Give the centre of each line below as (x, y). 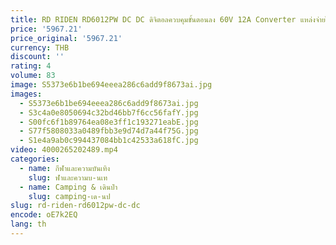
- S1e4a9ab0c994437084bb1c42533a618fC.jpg (109, 141)
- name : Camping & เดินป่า (68, 187)
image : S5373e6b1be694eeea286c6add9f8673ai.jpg (111, 85)
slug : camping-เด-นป (69, 196)
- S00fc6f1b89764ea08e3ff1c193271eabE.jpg (109, 122)
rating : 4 (31, 66)
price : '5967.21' (46, 29)
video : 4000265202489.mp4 (64, 150)
